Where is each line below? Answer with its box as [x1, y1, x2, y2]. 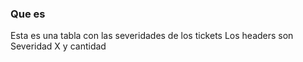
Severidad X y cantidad [10, 40, 107, 52]
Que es [10, 7, 46, 21]
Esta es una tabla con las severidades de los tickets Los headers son [10, 30, 294, 42]
